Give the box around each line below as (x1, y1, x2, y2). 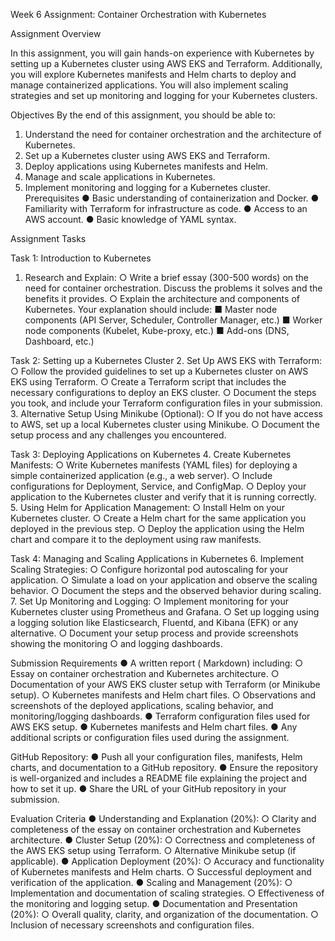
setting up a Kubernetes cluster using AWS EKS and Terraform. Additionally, (10, 58, 323, 69)
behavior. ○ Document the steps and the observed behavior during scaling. (10, 585, 322, 596)
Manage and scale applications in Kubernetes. (24, 171, 216, 183)
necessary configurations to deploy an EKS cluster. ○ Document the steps (10, 387, 317, 398)
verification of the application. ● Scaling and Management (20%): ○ (10, 877, 293, 888)
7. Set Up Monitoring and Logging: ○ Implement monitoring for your (10, 595, 289, 607)
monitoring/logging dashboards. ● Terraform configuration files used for (10, 710, 311, 722)
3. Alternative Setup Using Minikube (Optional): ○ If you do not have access (10, 408, 323, 419)
